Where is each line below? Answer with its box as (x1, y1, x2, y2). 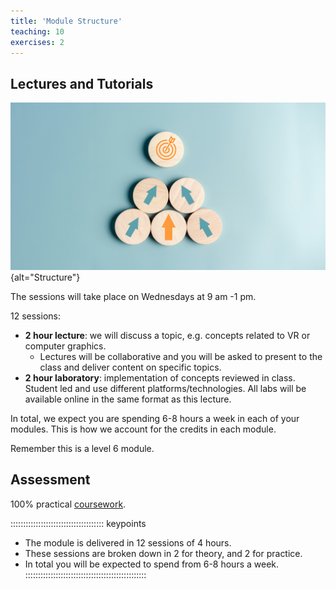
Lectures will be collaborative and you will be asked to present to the (39, 350, 323, 362)
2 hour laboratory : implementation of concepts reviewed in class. (24, 371, 296, 384)
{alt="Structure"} (10, 271, 81, 283)
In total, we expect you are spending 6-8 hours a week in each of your (10, 412, 300, 424)
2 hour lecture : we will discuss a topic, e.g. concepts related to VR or (24, 329, 311, 341)
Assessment (10, 471, 91, 489)
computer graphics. (24, 340, 107, 352)
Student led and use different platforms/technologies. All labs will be (24, 382, 307, 394)
